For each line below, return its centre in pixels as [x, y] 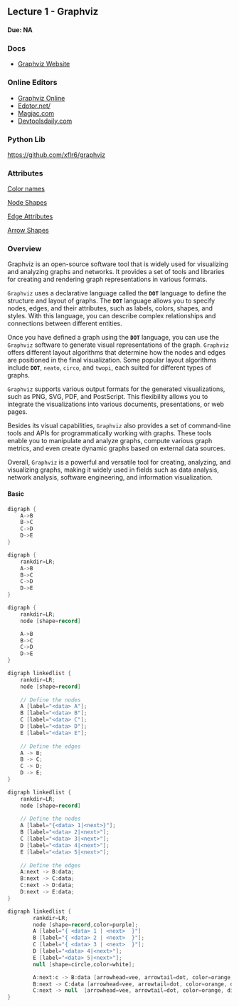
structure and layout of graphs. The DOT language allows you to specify [111, 301]
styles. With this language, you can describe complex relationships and [112, 316]
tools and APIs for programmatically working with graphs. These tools [110, 433]
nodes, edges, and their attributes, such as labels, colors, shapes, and [110, 308]
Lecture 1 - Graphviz [53, 12]
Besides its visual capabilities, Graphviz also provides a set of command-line [119, 426]
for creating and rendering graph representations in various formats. [107, 279]
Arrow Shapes [28, 231]
